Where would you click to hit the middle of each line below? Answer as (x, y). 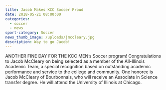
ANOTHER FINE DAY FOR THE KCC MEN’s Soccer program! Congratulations (83, 56)
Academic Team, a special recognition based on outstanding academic (78, 66)
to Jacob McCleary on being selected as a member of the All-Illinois (75, 61)
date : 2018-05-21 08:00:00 (33, 14)
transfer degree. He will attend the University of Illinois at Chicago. (74, 82)
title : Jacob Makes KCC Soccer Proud (44, 10)
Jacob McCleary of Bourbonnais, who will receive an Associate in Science (82, 77)
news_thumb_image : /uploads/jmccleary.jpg (50, 38)
